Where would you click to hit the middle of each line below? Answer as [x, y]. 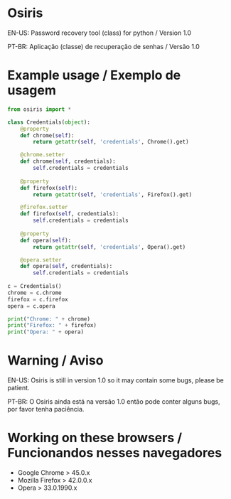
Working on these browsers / [95, 438]
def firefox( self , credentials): [70, 214]
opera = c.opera [31, 306]
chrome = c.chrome [34, 293]
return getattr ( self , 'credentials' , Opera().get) [109, 247]
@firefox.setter [44, 208]
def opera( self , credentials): [66, 267]
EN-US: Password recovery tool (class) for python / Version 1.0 [100, 33]
